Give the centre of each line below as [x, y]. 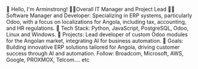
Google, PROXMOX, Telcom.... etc [48, 60]
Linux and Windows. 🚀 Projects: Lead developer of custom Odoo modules [97, 34]
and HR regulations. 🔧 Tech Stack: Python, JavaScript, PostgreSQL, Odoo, [98, 28]
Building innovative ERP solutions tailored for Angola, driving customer [93, 47]
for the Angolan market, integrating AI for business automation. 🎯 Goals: [95, 41]
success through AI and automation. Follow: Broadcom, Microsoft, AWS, [95, 53]
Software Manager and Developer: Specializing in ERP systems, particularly [99, 15]
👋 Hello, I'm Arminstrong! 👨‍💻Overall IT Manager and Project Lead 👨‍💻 [91, 9]
